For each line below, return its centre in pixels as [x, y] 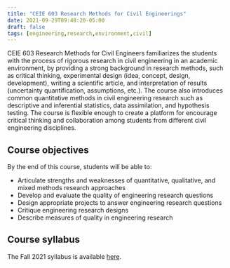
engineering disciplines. [42, 128]
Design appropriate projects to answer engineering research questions [120, 203]
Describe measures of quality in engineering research [95, 217]
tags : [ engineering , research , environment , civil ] [80, 33]
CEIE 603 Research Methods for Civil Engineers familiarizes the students [112, 53]
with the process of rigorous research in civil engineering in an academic [113, 61]
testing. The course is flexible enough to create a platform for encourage [112, 113]
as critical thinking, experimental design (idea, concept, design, [99, 76]
